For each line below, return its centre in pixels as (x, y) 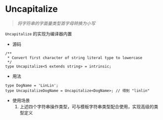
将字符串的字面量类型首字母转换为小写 (56, 23)
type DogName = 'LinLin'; (32, 85)
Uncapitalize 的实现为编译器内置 (39, 33)
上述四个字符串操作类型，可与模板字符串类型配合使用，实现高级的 (87, 106)
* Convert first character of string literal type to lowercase (75, 58)
